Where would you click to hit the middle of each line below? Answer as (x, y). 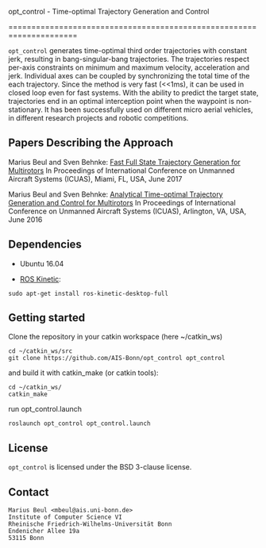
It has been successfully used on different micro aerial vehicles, (149, 109)
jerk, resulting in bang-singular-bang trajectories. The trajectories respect (129, 59)
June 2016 (25, 219)
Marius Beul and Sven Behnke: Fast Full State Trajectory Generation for (124, 162)
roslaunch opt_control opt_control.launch (79, 423)
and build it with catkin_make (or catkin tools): (83, 373)
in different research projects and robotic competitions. (98, 118)
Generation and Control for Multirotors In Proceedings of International (122, 202)
